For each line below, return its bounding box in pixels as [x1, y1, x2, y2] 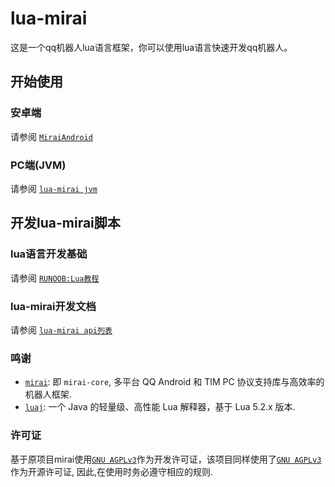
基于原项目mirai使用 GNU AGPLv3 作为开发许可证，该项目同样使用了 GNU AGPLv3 [10, 453, 322, 465]
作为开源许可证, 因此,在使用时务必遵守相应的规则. [10, 465, 214, 477]
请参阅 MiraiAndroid [10, 130, 93, 142]
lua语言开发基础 [10, 247, 88, 261]
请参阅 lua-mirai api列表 [10, 323, 113, 336]
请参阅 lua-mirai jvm [10, 182, 98, 194]
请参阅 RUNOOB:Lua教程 [10, 272, 100, 284]
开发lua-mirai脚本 [10, 215, 121, 232]
